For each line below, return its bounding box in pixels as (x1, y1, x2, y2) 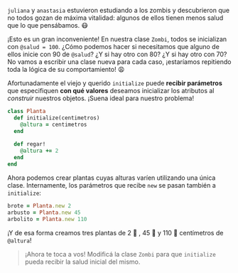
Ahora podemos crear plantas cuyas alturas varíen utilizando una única (7, 173, 216, 182)
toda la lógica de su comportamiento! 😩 (7, 65, 125, 73)
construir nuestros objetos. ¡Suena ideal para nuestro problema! (7, 94, 194, 102)
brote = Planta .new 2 (7, 202, 72, 209)
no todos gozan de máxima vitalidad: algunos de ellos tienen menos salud (7, 14, 224, 22)
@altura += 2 (20, 147, 59, 155)
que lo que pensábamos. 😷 (7, 21, 89, 29)
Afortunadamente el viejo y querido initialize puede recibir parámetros (7, 79, 222, 87)
